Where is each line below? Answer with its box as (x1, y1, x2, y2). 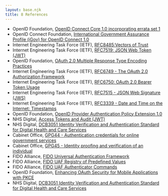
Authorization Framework (12, 73, 65, 79)
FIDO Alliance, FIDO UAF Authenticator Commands (12, 163, 117, 170)
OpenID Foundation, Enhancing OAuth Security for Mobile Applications (12, 169, 158, 175)
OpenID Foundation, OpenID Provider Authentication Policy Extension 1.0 (12, 110, 162, 116)
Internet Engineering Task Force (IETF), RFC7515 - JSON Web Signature (12, 89, 161, 95)
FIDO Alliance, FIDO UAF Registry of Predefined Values (12, 158, 126, 164)
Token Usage (12, 84, 40, 90)
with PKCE (12, 174, 34, 180)
